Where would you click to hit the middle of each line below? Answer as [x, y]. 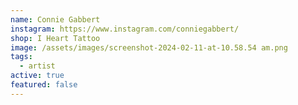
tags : [21, 57]
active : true [37, 76]
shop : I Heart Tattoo [55, 38]
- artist [37, 66]
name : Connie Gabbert [55, 19]
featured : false [44, 85]
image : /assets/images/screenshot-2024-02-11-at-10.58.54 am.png [149, 47]
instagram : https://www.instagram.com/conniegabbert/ [125, 29]
